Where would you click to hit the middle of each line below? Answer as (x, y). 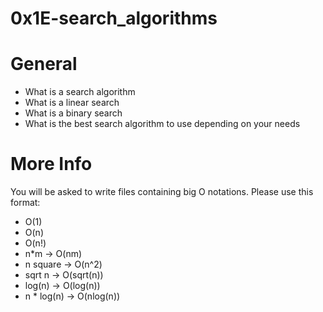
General (44, 64)
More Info (51, 164)
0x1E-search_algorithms (114, 18)
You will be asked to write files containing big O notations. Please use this (162, 192)
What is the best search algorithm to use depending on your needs (162, 124)
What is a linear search (72, 103)
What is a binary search (73, 113)
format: (25, 203)
